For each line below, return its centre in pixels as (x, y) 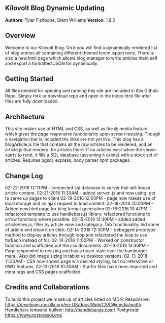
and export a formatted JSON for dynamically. (52, 63)
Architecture (25, 116)
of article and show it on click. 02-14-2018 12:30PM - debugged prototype (81, 230)
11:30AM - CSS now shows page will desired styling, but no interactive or (79, 261)
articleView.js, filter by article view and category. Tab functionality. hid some (82, 225)
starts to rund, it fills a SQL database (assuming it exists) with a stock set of (82, 155)
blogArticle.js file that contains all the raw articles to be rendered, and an (79, 144)
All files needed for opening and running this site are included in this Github (82, 91)
